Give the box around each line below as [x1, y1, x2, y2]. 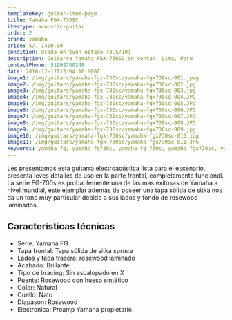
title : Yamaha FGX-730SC [7, 17, 79, 23]
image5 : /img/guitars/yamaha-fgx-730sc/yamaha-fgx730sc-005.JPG [7, 100, 196, 107]
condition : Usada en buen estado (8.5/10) [7, 49, 131, 56]
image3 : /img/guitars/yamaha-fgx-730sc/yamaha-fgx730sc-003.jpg [7, 87, 196, 94]
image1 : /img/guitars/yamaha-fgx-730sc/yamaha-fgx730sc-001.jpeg [7, 74, 199, 82]
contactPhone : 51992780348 [7, 62, 85, 68]
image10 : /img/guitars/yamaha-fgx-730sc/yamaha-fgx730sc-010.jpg [7, 132, 199, 139]
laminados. [7, 201, 39, 209]
